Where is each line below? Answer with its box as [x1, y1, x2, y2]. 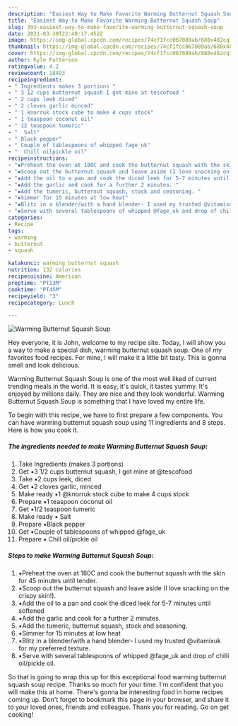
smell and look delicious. [8, 361, 80, 370]
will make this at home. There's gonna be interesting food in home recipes [8, 688, 224, 696]
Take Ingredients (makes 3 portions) [18, 460, 124, 469]
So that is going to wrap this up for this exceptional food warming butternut [8, 673, 227, 681]
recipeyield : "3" [8, 293, 59, 300]
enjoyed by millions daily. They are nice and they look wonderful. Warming [8, 390, 225, 398]
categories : [8, 214, 43, 221]
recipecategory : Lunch [8, 299, 75, 306]
